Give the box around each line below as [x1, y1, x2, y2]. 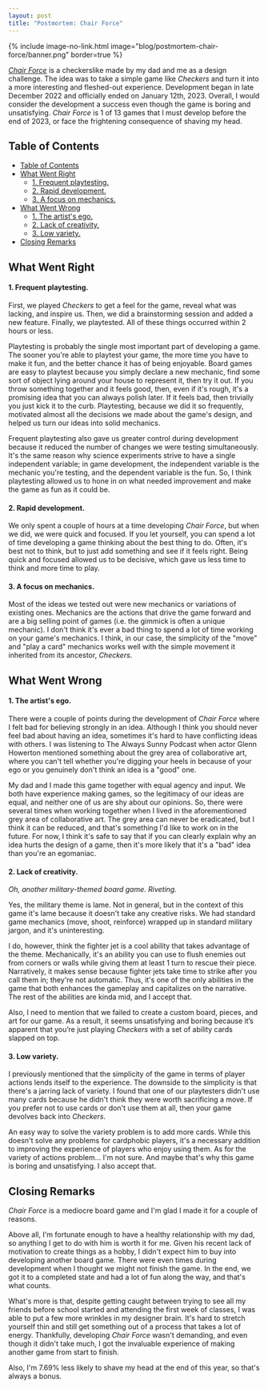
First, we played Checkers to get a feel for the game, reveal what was [8, 300, 237, 310]
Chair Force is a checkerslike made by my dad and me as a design [8, 65, 227, 74]
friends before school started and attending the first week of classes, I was [8, 1305, 256, 1315]
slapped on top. [8, 1034, 60, 1043]
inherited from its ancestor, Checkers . [8, 650, 133, 660]
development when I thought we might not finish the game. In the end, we [8, 1264, 251, 1274]
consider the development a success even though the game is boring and [8, 99, 251, 109]
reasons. [8, 1214, 38, 1224]
